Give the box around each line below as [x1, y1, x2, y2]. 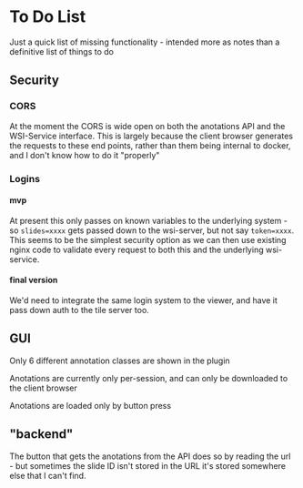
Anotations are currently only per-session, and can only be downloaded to [9, 372, 288, 383]
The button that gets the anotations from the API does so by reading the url [9, 451, 291, 462]
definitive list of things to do [9, 46, 115, 56]
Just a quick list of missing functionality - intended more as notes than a [9, 36, 280, 47]
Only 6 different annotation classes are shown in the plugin [9, 355, 230, 366]
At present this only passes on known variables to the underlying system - [9, 215, 288, 226]
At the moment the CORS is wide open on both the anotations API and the [9, 120, 286, 131]
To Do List [9, 6, 86, 27]
